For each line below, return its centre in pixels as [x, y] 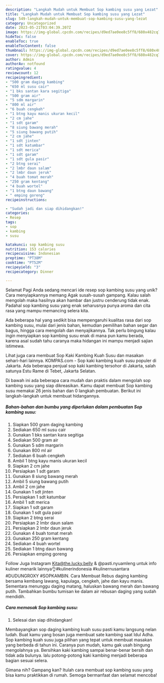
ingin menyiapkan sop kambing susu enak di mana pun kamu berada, [75, 335]
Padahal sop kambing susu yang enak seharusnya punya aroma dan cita [78, 305]
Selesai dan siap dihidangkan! [42, 620]
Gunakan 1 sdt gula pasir [37, 512]
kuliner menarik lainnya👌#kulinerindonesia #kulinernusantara [67, 569]
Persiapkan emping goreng [40, 554]
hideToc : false [21, 37]
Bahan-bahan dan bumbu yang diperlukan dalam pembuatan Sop [74, 407]
